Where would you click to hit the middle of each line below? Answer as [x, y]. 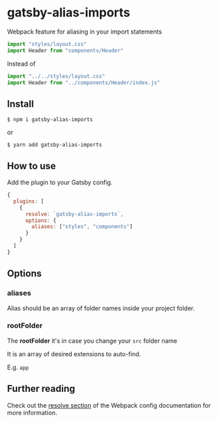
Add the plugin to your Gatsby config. [60, 182]
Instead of [22, 64]
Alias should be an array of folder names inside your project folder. [101, 308]
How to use [31, 166]
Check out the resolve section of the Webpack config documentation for [109, 405]
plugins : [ [29, 201]
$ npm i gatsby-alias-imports [50, 120]
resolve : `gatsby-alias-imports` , [74, 214]
